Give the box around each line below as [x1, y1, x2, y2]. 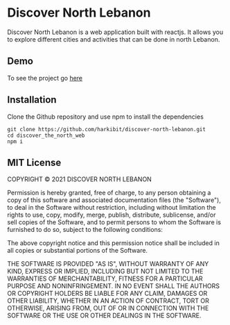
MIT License [7, 156, 62, 168]
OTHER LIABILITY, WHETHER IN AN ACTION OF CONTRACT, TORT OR [7, 297, 209, 305]
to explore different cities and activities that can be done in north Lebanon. [7, 35, 220, 43]
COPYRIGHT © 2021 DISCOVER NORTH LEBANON [7, 175, 152, 183]
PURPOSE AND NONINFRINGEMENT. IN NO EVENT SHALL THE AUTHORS [7, 282, 220, 290]
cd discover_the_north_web [7, 132, 85, 139]
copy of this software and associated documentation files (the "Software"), [7, 196, 222, 204]
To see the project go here [7, 74, 83, 82]
